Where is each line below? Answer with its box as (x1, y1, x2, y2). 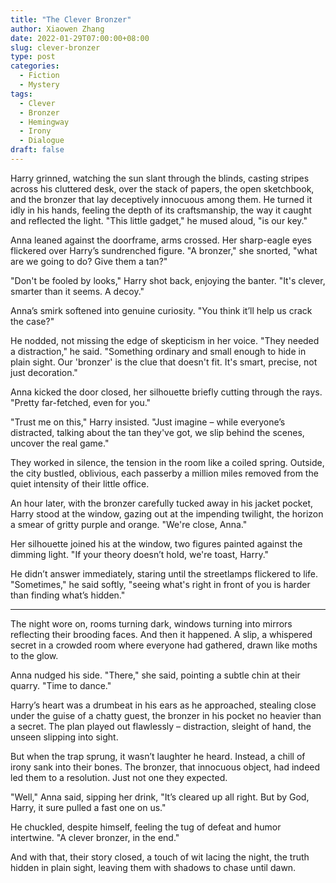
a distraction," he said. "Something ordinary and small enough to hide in (10, 345, 307, 357)
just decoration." (10, 366, 78, 378)
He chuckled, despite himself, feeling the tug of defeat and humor (10, 821, 282, 833)
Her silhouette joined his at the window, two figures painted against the (10, 537, 303, 550)
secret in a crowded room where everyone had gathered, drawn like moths (10, 639, 318, 651)
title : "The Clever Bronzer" (10, 14, 132, 25)
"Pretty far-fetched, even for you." (10, 396, 152, 408)
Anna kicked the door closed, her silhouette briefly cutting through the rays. (10, 386, 323, 398)
